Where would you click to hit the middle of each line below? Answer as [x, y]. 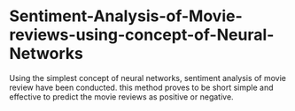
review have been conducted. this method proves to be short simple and [141, 87]
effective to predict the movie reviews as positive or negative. [121, 96]
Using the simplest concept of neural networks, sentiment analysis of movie [147, 78]
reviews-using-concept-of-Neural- [142, 35]
